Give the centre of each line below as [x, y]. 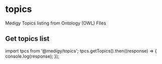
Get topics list [27, 39]
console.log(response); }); [32, 56]
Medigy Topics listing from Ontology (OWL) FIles [56, 23]
